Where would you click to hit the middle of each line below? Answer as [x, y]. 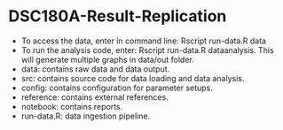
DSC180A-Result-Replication [118, 16]
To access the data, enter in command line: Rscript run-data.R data [144, 41]
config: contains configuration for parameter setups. [117, 88]
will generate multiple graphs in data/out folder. [107, 59]
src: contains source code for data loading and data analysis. [133, 78]
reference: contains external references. [95, 97]
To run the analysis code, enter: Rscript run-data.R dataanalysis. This [147, 50]
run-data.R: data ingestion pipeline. [86, 116]
